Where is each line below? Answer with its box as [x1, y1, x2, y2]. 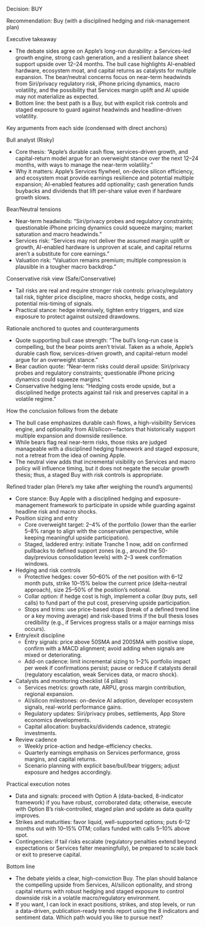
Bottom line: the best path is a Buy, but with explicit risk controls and [15, 99, 188, 107]
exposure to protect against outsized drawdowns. [15, 313, 141, 320]
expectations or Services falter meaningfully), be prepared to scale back [15, 844, 198, 852]
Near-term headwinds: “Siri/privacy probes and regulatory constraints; [15, 218, 194, 224]
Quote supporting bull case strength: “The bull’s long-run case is [15, 337, 179, 344]
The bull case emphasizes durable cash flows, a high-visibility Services [15, 419, 196, 426]
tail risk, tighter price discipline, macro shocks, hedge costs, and [15, 294, 179, 300]
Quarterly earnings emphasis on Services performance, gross [24, 749, 181, 756]
